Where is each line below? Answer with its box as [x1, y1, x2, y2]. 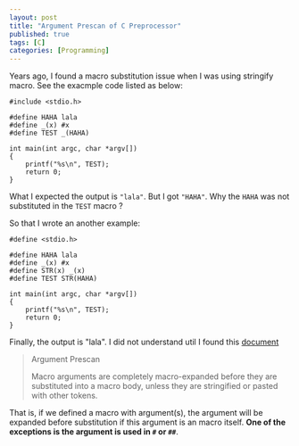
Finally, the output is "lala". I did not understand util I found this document [9, 336, 279, 348]
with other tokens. [30, 390, 98, 401]
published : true [9, 29, 70, 38]
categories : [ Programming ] [9, 46, 110, 55]
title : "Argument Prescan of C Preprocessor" [9, 21, 181, 30]
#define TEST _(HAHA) [9, 128, 90, 138]
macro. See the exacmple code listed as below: [9, 80, 183, 91]
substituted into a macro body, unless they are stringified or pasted [30, 381, 278, 392]
